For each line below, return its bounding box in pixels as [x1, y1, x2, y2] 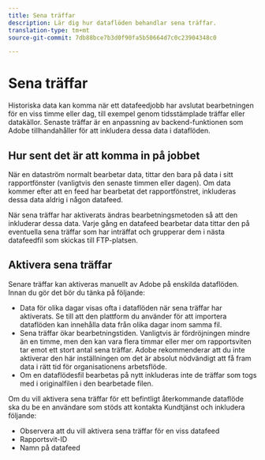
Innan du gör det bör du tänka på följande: [8, 288, 146, 297]
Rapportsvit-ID [19, 434, 68, 443]
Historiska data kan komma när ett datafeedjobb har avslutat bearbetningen [8, 100, 254, 111]
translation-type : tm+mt [8, 26, 90, 34]
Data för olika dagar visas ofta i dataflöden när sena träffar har [19, 303, 222, 312]
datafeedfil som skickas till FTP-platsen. [8, 236, 138, 245]
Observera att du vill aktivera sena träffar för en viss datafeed [19, 426, 220, 435]
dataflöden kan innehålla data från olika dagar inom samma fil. [19, 319, 222, 329]
